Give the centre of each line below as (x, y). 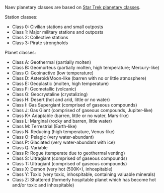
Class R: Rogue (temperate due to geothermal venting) (68, 153)
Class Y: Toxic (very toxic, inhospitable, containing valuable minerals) (84, 174)
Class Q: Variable (30, 148)
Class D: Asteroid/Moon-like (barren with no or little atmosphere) (79, 78)
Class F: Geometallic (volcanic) (44, 89)
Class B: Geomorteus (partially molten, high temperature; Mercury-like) (86, 68)
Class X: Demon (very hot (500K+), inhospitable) (62, 169)
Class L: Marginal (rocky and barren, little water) (62, 121)
